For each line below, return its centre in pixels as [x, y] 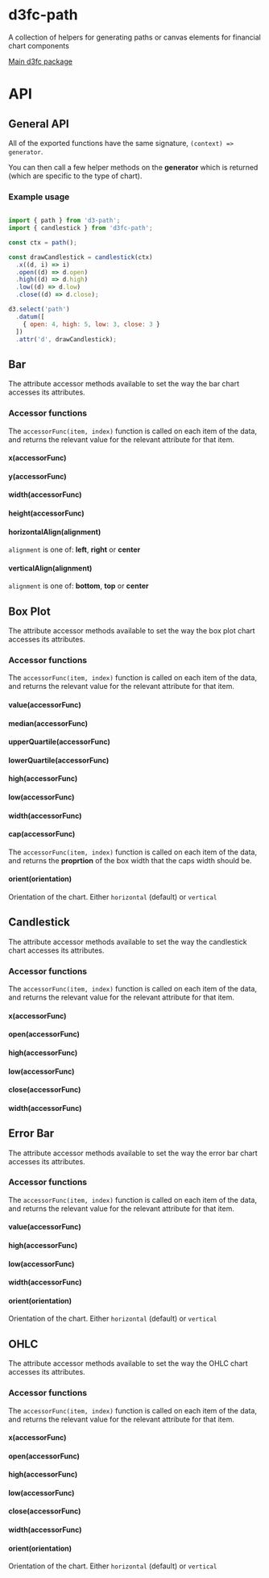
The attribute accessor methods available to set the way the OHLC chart [128, 1363]
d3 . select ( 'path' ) [39, 309]
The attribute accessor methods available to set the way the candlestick [128, 941]
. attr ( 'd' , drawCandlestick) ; [66, 339]
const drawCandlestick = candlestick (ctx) [81, 257]
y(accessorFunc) [37, 476]
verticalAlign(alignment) [50, 568]
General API [39, 124]
